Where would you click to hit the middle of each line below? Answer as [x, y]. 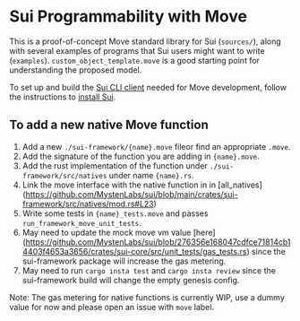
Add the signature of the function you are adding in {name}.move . [141, 156]
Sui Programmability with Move [129, 17]
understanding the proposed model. [76, 70]
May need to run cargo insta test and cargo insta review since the [149, 270]
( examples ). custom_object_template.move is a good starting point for [134, 60]
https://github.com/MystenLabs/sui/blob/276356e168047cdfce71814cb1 [158, 242]
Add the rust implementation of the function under [115, 165]
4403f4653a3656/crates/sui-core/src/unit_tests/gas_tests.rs [134, 251]
